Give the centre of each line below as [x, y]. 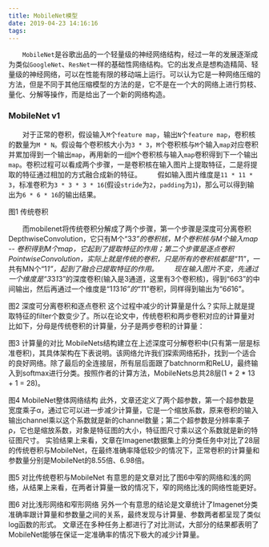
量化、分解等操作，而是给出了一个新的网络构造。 [89, 95]
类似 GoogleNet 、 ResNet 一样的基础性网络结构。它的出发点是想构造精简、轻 [137, 64]
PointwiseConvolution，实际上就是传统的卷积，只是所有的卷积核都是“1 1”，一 [134, 258]
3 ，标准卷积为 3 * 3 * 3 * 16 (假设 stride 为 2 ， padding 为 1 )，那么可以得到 [128, 184]
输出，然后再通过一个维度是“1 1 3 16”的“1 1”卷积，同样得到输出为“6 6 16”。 [132, 289]
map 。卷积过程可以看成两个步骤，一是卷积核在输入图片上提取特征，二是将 [129, 164]
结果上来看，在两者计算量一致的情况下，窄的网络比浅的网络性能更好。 [145, 487]
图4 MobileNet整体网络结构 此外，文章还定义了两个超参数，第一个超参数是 [131, 400]
